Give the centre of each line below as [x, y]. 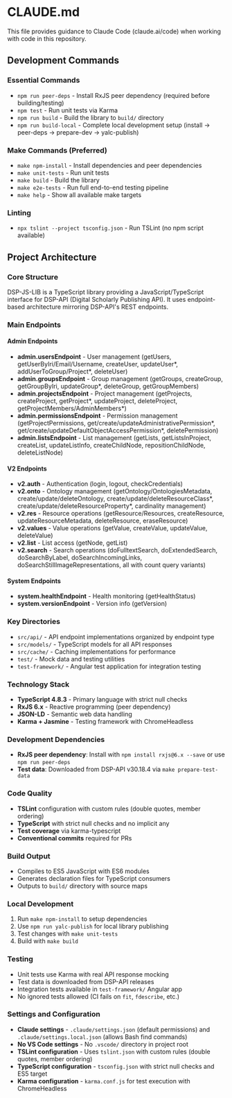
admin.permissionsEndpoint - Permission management [97, 416]
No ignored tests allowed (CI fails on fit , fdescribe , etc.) [98, 996]
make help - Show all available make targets [79, 194]
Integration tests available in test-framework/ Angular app [99, 989]
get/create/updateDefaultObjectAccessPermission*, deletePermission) [118, 430]
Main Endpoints [34, 325]
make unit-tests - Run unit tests [63, 172]
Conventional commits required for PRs [74, 838]
